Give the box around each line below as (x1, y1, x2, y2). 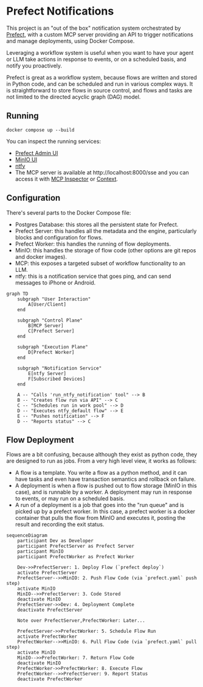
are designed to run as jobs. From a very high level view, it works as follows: (6, 457, 197, 464)
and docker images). (15, 253, 67, 260)
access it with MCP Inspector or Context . (15, 175, 119, 182)
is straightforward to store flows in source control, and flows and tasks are (6, 86, 193, 94)
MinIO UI (15, 156, 38, 163)
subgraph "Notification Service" (17, 365, 102, 371)
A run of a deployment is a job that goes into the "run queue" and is (15, 502, 184, 509)
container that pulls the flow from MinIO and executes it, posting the (15, 514, 186, 522)
